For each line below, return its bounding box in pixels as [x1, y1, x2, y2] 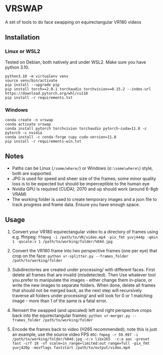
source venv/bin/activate [5, 78, 57, 83]
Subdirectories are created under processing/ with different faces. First [12, 266, 155, 272]
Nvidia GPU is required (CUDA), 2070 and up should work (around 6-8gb [12, 186, 159, 192]
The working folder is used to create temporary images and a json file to [12, 196, 157, 202]
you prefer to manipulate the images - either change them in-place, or [12, 277, 152, 283]
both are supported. [12, 170, 53, 176]
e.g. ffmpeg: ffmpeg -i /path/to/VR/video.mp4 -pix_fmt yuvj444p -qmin [12, 234, 158, 240]
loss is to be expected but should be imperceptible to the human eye [12, 180, 150, 186]
